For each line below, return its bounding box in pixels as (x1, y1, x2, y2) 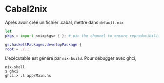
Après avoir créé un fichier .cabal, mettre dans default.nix (5, 19, 123, 25)
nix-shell (5, 65, 25, 70)
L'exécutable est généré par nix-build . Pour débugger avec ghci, (5, 55, 137, 61)
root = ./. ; (5, 47, 29, 51)
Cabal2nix (5, 3, 47, 15)
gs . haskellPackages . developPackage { (5, 42, 82, 47)
